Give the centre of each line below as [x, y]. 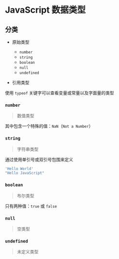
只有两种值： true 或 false [31, 206]
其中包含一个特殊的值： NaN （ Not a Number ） [49, 126]
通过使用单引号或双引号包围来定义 [39, 159]
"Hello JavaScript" [25, 173]
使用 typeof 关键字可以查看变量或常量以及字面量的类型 [59, 93]
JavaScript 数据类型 [45, 10]
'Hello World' [19, 168]
